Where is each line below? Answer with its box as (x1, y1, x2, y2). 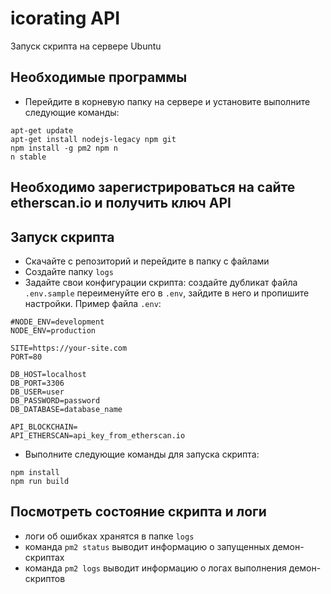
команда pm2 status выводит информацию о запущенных (24, 540, 271, 552)
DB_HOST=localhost (10, 369, 87, 379)
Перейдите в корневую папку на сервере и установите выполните (24, 95, 311, 107)
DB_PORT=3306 (10, 378, 65, 388)
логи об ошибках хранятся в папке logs (24, 530, 195, 542)
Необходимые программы (10, 69, 188, 86)
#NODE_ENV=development (10, 317, 105, 327)
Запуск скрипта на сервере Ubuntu (10, 40, 162, 52)
